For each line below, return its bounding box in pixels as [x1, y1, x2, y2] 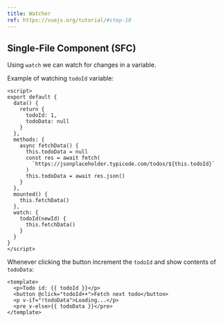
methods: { [13, 136, 45, 143]
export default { [7, 94, 57, 101]
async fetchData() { [19, 142, 79, 149]
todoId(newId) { [19, 215, 67, 222]
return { [19, 106, 45, 113]
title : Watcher [7, 10, 51, 17]
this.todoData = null [25, 149, 89, 156]
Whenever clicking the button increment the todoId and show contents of [7, 258, 217, 266]
